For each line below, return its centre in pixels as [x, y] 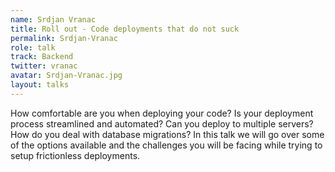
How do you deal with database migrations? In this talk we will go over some [167, 134]
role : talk [33, 47]
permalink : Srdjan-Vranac [64, 38]
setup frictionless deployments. [75, 155]
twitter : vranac [44, 66]
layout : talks [40, 85]
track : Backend [42, 57]
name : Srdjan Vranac [53, 19]
